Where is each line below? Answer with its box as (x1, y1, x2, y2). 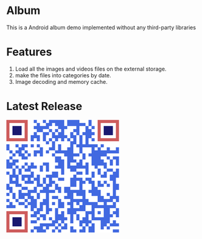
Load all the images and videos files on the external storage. (15, 65, 167, 72)
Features (6, 45, 52, 59)
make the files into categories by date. (15, 71, 111, 79)
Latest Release (6, 100, 83, 113)
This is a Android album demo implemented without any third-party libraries (6, 24, 197, 31)
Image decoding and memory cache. (15, 78, 108, 85)
